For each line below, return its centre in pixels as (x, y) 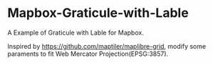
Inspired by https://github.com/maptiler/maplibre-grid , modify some (107, 46)
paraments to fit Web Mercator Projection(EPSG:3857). (88, 54)
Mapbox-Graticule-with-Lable (98, 13)
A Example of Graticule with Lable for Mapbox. (76, 32)
